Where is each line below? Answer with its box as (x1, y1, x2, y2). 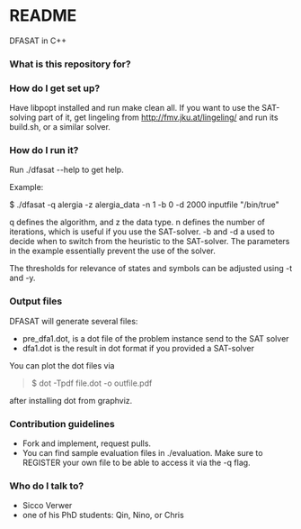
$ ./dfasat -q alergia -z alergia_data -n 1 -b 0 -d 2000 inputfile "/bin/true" (9, 199, 280, 210)
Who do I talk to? (9, 479, 84, 492)
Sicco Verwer (22, 500, 73, 511)
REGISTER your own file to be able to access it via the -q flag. (22, 457, 251, 469)
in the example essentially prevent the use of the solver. (9, 245, 216, 257)
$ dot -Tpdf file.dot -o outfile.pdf (31, 378, 153, 388)
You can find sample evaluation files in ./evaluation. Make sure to (22, 448, 263, 459)
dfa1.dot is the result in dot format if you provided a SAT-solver (22, 342, 254, 353)
